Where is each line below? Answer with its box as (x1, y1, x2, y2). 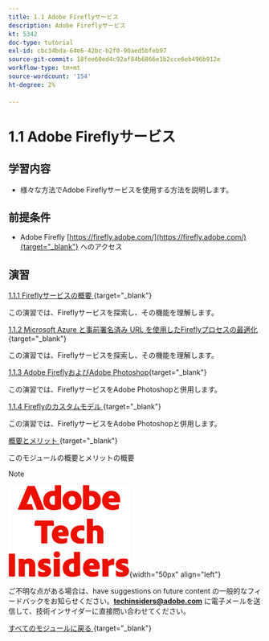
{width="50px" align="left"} (129, 569, 222, 579)
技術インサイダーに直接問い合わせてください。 (35, 606, 190, 616)
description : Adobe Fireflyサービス (8, 21, 126, 30)
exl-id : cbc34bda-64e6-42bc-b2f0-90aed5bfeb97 (8, 47, 167, 55)
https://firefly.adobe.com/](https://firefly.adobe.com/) (69, 232, 247, 242)
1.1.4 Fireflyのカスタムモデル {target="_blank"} (8, 402, 162, 412)
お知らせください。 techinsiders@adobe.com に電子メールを (50, 596, 255, 606)
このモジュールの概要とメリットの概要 (8, 453, 135, 462)
